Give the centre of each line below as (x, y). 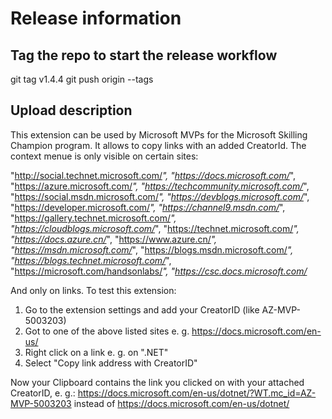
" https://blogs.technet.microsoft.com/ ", (91, 260)
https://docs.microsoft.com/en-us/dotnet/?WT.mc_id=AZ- (197, 393)
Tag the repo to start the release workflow (144, 55)
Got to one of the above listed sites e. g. (107, 331)
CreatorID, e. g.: (43, 393)
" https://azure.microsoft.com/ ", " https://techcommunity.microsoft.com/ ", (160, 186)
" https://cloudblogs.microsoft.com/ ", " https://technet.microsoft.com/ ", (155, 228)
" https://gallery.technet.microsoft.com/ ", (93, 218)
